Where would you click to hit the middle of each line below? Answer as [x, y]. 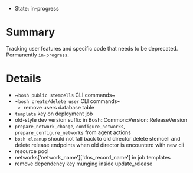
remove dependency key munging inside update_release [84, 164]
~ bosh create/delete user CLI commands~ [68, 101]
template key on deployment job [54, 114]
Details [24, 79]
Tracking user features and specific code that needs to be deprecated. [92, 48]
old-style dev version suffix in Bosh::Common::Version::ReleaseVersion [101, 119]
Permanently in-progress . [37, 55]
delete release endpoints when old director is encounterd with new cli [99, 145]
